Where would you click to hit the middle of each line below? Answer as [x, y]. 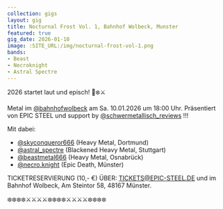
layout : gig [24, 20]
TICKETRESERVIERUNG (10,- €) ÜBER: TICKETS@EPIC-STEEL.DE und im [112, 178]
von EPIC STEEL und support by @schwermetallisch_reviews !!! [98, 115]
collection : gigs [32, 14]
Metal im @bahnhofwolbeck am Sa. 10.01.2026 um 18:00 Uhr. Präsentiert [111, 108]
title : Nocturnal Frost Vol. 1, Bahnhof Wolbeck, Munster [93, 26]
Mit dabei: [22, 128]
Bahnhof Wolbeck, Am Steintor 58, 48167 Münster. [79, 185]
